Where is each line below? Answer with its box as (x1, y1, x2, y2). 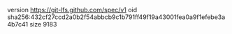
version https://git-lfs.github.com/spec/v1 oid (7, 6, 138, 14)
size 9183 (29, 20, 57, 28)
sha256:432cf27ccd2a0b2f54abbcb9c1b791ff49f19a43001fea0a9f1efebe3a (7, 13, 226, 21)
